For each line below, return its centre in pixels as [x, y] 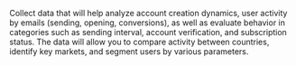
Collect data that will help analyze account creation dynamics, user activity [148, 13]
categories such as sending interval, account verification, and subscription [148, 32]
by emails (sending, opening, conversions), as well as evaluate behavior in [148, 23]
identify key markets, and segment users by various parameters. [129, 52]
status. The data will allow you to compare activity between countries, [139, 42]
